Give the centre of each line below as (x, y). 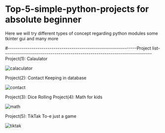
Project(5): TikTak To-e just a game (41, 116)
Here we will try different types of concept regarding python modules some (82, 33)
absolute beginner (43, 20)
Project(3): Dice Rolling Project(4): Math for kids (54, 97)
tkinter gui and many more (32, 39)
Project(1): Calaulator (26, 58)
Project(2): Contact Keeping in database (46, 78)
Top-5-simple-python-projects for (77, 9)
